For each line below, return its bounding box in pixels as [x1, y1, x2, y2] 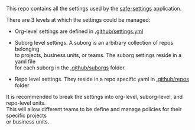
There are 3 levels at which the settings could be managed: [6, 16, 151, 23]
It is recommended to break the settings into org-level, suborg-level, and [6, 94, 183, 100]
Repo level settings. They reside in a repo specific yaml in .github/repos [14, 76, 189, 82]
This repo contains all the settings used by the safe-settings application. [6, 5, 182, 12]
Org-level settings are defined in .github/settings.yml [14, 28, 144, 35]
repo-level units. [6, 99, 46, 106]
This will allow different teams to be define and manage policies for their [6, 106, 182, 112]
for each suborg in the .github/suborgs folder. [14, 64, 126, 71]
